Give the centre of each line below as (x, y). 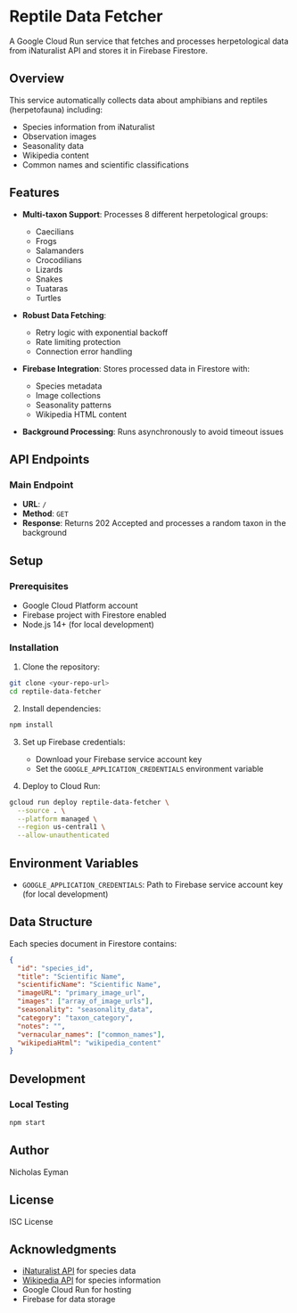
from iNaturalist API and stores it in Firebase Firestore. (108, 50)
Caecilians (54, 231)
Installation (34, 647)
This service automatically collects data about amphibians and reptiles (138, 100)
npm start (28, 1123)
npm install (31, 725)
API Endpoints (49, 460)
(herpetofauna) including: (56, 110)
